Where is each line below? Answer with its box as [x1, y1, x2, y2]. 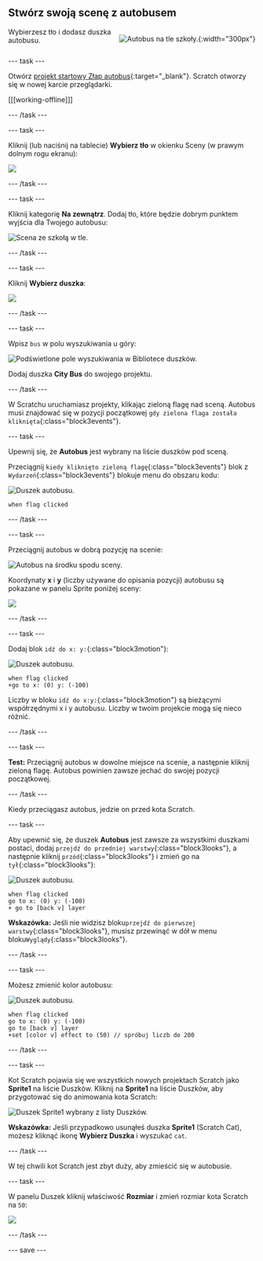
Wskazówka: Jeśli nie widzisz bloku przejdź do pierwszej [8, 918, 196, 927]
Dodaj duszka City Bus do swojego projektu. [8, 369, 153, 378]
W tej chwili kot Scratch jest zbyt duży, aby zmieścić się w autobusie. [8, 1161, 232, 1171]
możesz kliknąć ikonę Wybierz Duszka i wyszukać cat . [8, 1131, 187, 1140]
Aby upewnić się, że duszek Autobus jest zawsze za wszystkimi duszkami [8, 835, 250, 844]
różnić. [8, 711, 31, 721]
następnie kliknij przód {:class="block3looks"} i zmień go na [8, 851, 200, 861]
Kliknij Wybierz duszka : [8, 278, 86, 287]
